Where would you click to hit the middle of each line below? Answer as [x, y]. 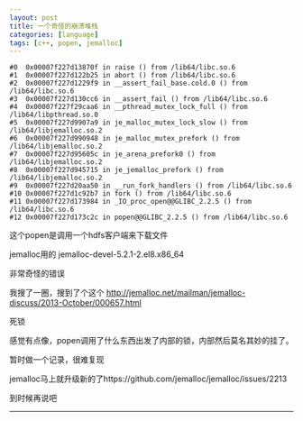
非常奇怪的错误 [37, 274]
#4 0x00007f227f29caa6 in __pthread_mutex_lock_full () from [129, 107]
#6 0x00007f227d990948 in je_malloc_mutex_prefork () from [125, 139]
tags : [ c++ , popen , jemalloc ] [66, 43]
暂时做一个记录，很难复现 [57, 360]
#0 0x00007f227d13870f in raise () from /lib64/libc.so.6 [123, 68]
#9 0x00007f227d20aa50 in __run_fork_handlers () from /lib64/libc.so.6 [151, 186]
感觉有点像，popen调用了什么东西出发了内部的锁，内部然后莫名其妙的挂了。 [151, 341]
